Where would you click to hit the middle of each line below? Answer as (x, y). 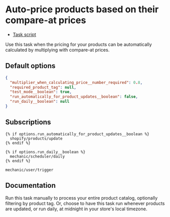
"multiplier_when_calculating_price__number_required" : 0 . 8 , (76, 82)
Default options (30, 66)
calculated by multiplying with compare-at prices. (57, 50)
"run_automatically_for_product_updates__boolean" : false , (74, 97)
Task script (25, 34)
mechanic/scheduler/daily (38, 156)
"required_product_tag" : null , (43, 87)
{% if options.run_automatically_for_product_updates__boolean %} (77, 134)
